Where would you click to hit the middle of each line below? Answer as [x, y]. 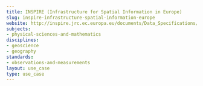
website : [17, 23]
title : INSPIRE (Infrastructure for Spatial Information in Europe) [94, 12]
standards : [20, 57]
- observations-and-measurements [48, 62]
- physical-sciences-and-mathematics [54, 35]
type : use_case [25, 74]
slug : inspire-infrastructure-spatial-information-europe [81, 18]
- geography [21, 51]
